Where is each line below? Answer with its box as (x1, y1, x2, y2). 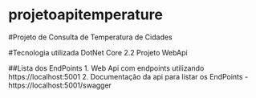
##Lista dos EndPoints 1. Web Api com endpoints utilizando (8, 63, 205, 73)
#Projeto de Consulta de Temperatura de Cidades (8, 32, 173, 42)
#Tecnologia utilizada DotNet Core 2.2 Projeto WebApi (8, 47, 188, 57)
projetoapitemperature (8, 6, 163, 24)
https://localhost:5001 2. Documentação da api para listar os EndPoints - (8, 71, 249, 81)
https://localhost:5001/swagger (8, 80, 112, 90)
